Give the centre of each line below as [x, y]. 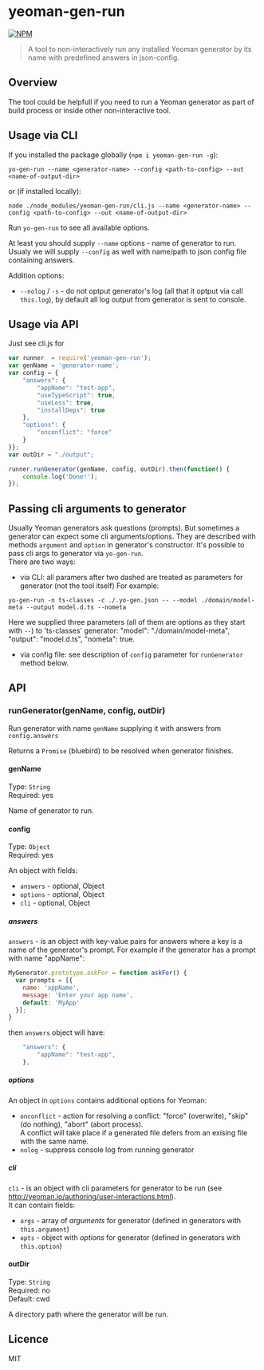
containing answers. [41, 260]
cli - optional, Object [55, 903]
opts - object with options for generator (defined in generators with [130, 1237]
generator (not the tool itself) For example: [89, 586]
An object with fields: [43, 871]
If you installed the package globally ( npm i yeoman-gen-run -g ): [113, 155]
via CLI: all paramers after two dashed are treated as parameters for [131, 578]
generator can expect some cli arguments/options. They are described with [132, 536]
